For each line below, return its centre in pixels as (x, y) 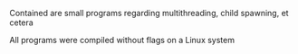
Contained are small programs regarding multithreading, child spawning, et (149, 13)
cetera (21, 22)
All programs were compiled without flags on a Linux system (122, 40)
